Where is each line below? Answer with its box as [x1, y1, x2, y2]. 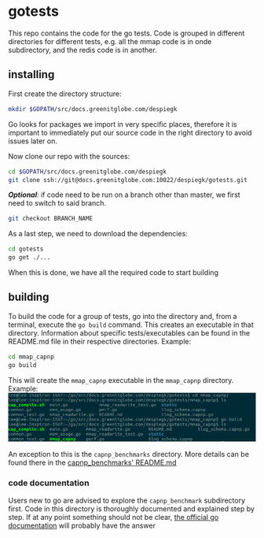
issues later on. [8, 136, 57, 146]
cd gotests [8, 245, 44, 254]
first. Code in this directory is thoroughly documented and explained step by [8, 503, 255, 514]
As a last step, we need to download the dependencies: [8, 229, 189, 239]
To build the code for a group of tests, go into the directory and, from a [8, 311, 237, 321]
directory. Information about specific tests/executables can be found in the [8, 328, 250, 337]
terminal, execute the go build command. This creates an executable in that [8, 320, 254, 329]
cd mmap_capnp [8, 353, 55, 361]
